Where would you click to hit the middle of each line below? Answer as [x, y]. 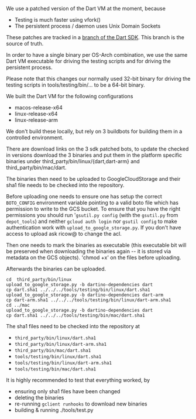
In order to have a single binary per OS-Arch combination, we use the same [97, 55]
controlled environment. [35, 138]
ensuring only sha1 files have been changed [67, 391]
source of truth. [25, 44]
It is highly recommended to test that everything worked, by [78, 380]
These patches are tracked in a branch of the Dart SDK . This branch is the [95, 37]
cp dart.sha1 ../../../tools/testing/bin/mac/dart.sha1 [75, 315]
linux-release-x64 [36, 114]
